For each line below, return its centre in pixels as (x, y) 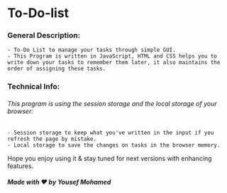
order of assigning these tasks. (57, 69)
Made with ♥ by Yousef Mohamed (59, 182)
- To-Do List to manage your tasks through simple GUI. (92, 50)
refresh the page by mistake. (52, 139)
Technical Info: (34, 87)
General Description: (44, 36)
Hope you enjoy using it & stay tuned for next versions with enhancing (110, 158)
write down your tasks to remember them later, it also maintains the (114, 63)
